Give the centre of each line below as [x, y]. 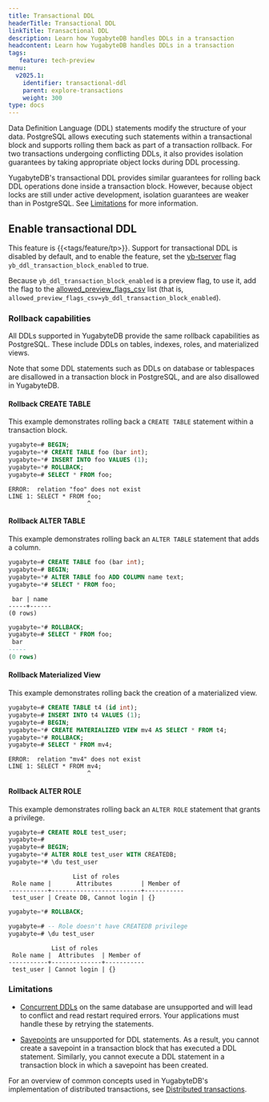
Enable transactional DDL [73, 228]
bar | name [30, 599]
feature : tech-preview [56, 61]
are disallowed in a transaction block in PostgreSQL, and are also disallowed [134, 377]
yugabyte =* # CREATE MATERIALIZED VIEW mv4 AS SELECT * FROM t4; [118, 730]
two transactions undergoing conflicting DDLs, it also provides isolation [126, 154]
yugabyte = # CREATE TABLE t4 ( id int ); [73, 708]
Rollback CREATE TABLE [50, 404]
